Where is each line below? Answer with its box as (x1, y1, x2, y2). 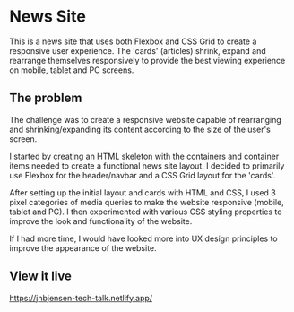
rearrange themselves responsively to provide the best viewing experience (9, 55, 286, 65)
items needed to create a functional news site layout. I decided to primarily (9, 160, 285, 171)
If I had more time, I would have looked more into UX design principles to (9, 233, 278, 244)
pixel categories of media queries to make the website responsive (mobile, (9, 196, 284, 207)
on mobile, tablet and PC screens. (9, 65, 134, 75)
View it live (9, 269, 72, 284)
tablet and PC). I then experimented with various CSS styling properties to (9, 206, 282, 217)
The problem (9, 91, 82, 106)
